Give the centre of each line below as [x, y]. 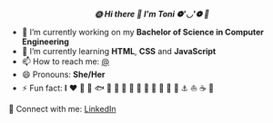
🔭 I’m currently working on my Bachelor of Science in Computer [143, 32]
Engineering [45, 42]
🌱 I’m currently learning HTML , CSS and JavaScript [119, 51]
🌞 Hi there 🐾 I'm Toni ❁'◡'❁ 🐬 [152, 14]
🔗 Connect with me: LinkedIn [62, 109]
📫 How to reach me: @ [66, 61]
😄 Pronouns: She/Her [63, 74]
